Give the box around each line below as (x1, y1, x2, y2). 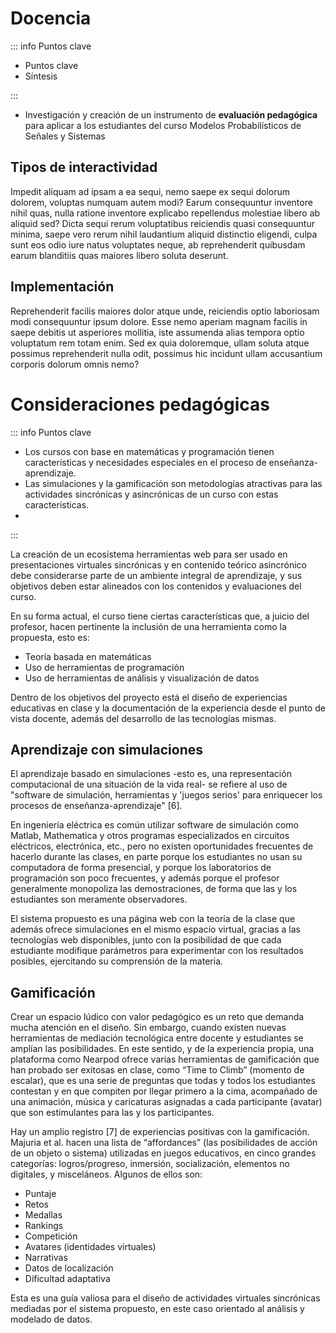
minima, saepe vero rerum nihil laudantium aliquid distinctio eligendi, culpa (10, 228, 318, 240)
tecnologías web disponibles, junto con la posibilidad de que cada (10, 934, 282, 946)
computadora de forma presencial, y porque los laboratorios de (10, 862, 272, 874)
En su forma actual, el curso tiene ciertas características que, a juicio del (10, 610, 310, 622)
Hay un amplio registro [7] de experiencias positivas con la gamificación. (10, 1126, 310, 1138)
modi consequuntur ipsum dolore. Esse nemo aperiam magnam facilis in (10, 315, 308, 327)
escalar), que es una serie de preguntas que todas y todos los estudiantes (10, 1075, 316, 1087)
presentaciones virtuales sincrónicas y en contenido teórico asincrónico (10, 558, 308, 571)
